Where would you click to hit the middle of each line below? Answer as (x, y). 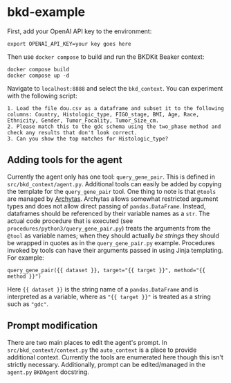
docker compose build (38, 69)
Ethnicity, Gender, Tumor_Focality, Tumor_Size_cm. (83, 121)
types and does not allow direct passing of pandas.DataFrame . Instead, (107, 206)
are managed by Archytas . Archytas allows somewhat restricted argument (113, 199)
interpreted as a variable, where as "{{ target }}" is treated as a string (109, 296)
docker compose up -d (38, 75)
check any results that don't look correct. (72, 132)
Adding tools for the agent (65, 160)
